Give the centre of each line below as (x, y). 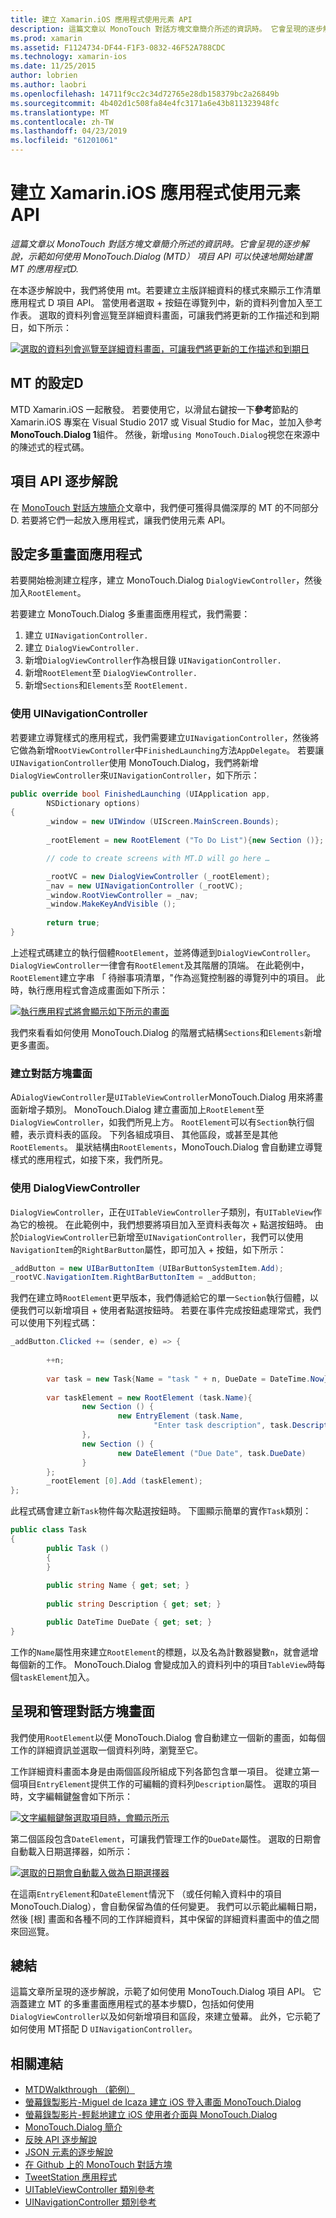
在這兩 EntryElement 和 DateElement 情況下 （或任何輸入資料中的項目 (146, 1893)
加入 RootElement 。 (48, 593)
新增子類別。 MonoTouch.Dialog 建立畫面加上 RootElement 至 (141, 1110)
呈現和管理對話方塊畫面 (82, 1711)
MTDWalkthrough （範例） (79, 2090)
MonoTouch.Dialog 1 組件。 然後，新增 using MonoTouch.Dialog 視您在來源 (161, 434)
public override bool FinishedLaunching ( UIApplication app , (140, 794)
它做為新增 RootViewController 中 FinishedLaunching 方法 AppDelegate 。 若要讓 (167, 750)
